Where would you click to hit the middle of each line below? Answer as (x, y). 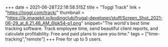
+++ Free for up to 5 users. (74, 39)
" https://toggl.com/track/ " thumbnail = (45, 12)
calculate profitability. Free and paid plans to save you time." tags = (75, 34)
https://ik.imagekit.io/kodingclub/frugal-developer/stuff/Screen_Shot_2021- (85, 18)
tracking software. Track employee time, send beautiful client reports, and (82, 28)
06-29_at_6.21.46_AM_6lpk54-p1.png (43, 23)
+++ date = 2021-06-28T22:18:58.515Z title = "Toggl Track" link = (73, 7)
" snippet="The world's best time (115, 23)
